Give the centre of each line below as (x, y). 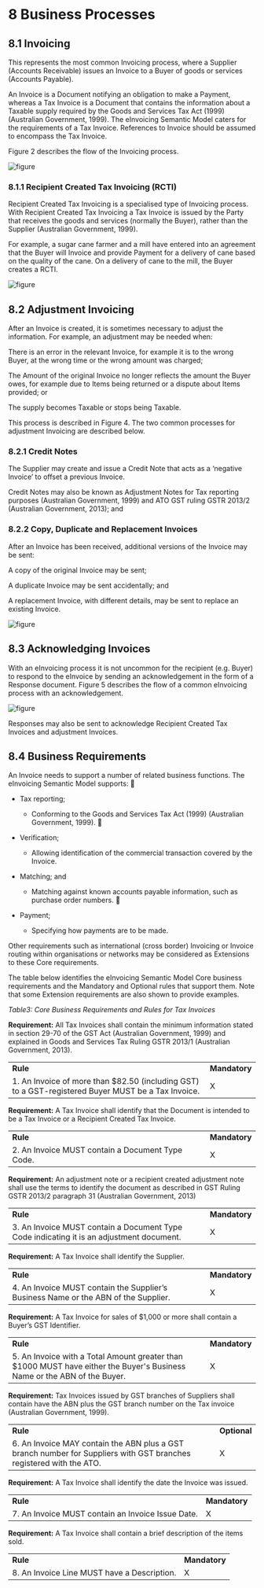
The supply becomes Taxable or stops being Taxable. (95, 407)
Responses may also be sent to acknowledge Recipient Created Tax (118, 723)
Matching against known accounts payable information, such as (134, 892)
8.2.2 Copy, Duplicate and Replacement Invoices (103, 529)
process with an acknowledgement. (66, 693)
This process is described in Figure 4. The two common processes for (122, 423)
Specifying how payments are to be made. (100, 930)
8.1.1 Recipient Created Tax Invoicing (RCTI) (92, 186)
